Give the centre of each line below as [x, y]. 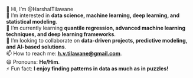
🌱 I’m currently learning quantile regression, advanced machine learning [96, 28]
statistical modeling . [32, 22]
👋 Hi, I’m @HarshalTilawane [40, 9]
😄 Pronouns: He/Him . [33, 62]
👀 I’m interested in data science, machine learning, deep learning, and [93, 15]
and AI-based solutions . [36, 47]
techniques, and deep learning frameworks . [61, 34]
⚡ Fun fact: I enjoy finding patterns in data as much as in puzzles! [87, 69]
